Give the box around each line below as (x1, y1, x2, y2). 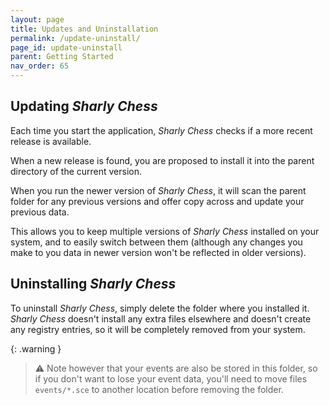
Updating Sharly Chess (10, 98, 158, 115)
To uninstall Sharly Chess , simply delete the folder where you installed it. (10, 302, 310, 314)
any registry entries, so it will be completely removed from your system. (10, 323, 306, 335)
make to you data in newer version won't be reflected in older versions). (10, 246, 307, 258)
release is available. (10, 135, 92, 147)
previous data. (10, 206, 70, 218)
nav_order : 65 (10, 61, 70, 71)
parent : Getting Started (10, 52, 114, 62)
